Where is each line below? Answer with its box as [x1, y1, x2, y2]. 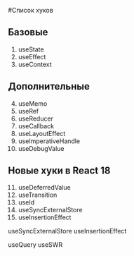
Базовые [8, 26, 48, 38]
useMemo [18, 99, 48, 108]
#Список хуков [8, 6, 53, 14]
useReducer [18, 114, 53, 123]
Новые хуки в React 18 [8, 165, 111, 177]
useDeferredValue [18, 183, 71, 192]
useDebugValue [18, 144, 65, 152]
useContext [18, 60, 52, 68]
